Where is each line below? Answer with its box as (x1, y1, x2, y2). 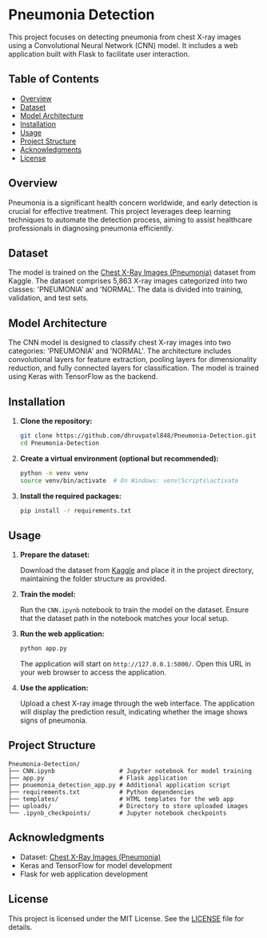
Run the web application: (19, 629, 106, 638)
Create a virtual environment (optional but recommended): (19, 453, 219, 463)
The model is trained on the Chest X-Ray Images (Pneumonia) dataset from (8, 268, 256, 277)
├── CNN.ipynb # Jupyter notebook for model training (8, 767, 252, 775)
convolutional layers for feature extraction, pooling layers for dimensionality (8, 355, 257, 364)
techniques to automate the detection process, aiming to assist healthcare (8, 215, 253, 224)
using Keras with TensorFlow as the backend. (8, 372, 158, 381)
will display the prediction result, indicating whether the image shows (19, 707, 248, 717)
